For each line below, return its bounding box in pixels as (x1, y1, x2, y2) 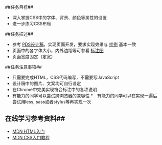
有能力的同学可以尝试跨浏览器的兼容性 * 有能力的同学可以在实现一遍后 (12, 93, 158, 99)
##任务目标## (5, 4, 33, 10)
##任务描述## (5, 31, 33, 37)
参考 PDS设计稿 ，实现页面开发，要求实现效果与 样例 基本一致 (12, 41, 136, 47)
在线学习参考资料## (5, 114, 65, 123)
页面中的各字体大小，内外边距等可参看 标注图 (12, 48, 104, 53)
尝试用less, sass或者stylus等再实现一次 (12, 99, 92, 104)
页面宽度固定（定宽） (12, 54, 55, 60)
